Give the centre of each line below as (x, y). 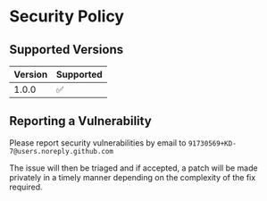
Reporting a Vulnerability (80, 121)
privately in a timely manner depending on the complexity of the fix (133, 177)
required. (26, 187)
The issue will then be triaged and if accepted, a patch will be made (133, 168)
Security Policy (67, 17)
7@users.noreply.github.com (62, 151)
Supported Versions (66, 50)
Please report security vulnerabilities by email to (98, 142)
